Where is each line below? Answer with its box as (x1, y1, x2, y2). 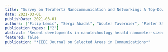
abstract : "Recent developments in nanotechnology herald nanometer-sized (5, 30, 164, 35)
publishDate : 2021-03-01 (5, 16, 57, 21)
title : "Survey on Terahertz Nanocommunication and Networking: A (5, 7, 146, 12)
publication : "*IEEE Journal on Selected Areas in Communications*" (5, 40, 151, 45)
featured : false (5, 35, 39, 40)
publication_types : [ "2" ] (5, 26, 59, 31)
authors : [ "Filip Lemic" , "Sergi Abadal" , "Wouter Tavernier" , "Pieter (5, 21, 157, 26)
